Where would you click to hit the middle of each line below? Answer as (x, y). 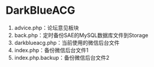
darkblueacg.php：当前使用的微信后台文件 (67, 42)
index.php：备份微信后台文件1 (51, 50)
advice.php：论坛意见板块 (46, 28)
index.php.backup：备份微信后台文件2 (62, 57)
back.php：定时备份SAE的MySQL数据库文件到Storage (81, 35)
